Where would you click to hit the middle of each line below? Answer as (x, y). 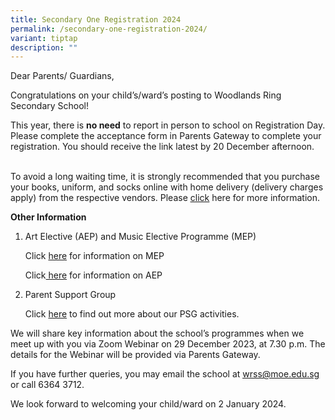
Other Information (48, 217)
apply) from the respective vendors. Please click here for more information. (165, 198)
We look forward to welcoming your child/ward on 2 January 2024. (148, 404)
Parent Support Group (70, 295)
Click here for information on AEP (93, 275)
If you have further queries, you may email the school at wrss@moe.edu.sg (165, 374)
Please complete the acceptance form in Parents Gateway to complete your (166, 136)
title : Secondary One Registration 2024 (96, 19)
